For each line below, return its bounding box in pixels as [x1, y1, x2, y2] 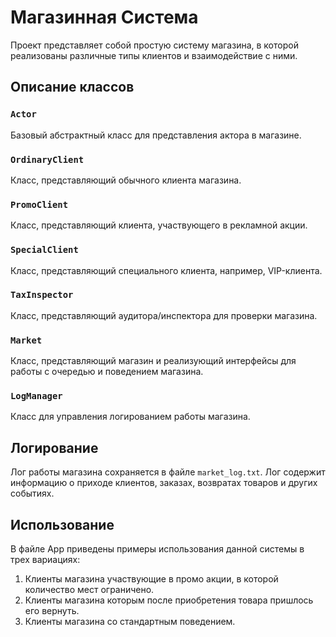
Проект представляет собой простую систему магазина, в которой [10, 39, 299, 51]
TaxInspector [10, 289, 74, 301]
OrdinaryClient [10, 154, 85, 165]
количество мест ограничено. [24, 584, 155, 596]
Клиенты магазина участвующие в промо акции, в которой [24, 573, 279, 585]
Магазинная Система [10, 6, 199, 29]
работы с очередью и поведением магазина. [10, 366, 204, 378]
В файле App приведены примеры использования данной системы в [10, 543, 305, 555]
